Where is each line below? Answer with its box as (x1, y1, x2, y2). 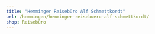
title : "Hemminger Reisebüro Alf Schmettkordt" (6, 8, 126, 14)
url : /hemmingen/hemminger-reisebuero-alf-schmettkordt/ (6, 14, 150, 20)
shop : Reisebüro (6, 19, 46, 25)
